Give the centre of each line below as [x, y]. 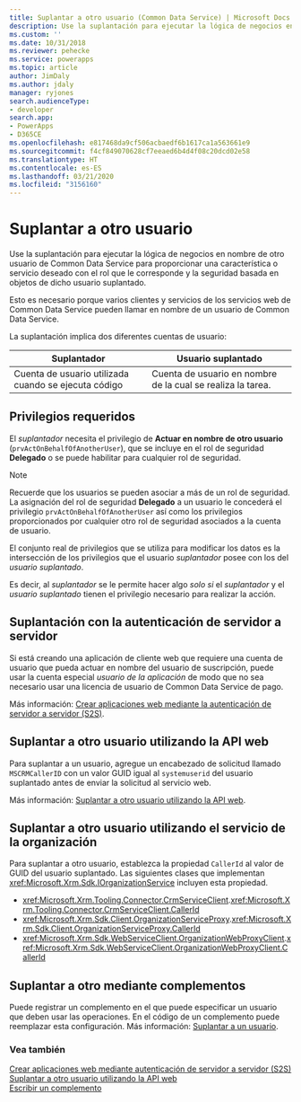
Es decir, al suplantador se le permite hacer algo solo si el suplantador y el [147, 584]
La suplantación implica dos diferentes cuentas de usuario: [118, 337]
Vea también [37, 1050]
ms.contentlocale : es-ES [56, 168]
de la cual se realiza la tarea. [211, 385]
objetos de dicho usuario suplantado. [78, 283]
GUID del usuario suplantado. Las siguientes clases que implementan [137, 873]
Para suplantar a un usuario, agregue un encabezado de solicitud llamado [145, 763]
